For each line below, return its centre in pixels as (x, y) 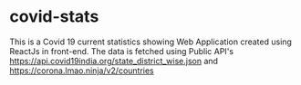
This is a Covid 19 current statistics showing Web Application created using (150, 42)
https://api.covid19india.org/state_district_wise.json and (114, 61)
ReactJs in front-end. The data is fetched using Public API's (122, 51)
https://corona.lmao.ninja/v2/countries (82, 71)
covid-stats (54, 17)
